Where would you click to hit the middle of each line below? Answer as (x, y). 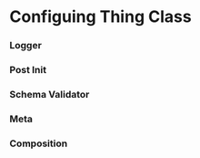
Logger (26, 46)
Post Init (28, 70)
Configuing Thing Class (101, 17)
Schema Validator (50, 94)
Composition (39, 143)
